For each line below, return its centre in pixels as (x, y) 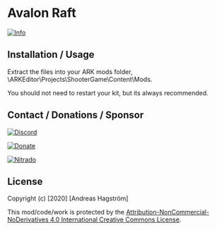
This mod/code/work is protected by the (66, 212)
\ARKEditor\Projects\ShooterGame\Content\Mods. (80, 79)
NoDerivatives (28, 219)
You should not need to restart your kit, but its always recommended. (108, 92)
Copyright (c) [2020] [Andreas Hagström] (68, 198)
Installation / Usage (51, 55)
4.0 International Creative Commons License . (116, 219)
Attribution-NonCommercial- (168, 212)
